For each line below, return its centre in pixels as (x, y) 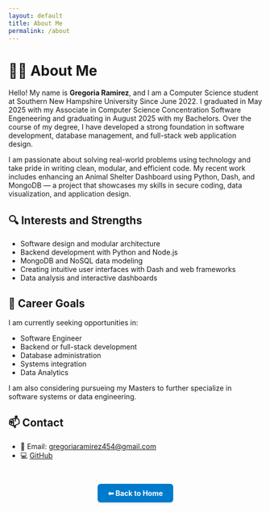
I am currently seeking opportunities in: (73, 322)
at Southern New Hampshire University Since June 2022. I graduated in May (135, 101)
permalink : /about (39, 31)
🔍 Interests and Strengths (75, 220)
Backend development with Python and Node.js (99, 252)
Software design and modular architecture (90, 244)
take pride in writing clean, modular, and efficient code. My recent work (127, 168)
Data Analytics (44, 372)
